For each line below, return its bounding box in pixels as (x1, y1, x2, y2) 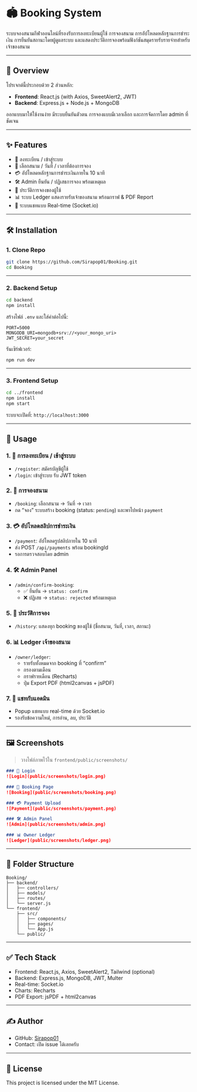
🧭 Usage (6, 434, 37, 444)
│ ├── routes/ (6, 895, 46, 901)
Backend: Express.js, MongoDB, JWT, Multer (14, 974, 123, 981)
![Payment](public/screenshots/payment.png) (6, 806, 117, 811)
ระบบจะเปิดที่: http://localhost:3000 (6, 411, 89, 418)
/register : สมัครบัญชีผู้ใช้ (14, 465, 69, 472)
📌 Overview (6, 66, 49, 76)
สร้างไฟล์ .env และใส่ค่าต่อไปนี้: (6, 313, 69, 320)
